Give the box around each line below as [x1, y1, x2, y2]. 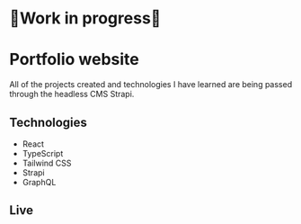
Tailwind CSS [22, 157, 72, 168]
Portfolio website [9, 49, 139, 70]
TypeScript [22, 148, 64, 158]
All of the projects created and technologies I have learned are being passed [9, 79, 293, 90]
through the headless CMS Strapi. [9, 89, 135, 100]
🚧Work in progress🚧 [9, 8, 162, 29]
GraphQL [22, 176, 57, 187]
